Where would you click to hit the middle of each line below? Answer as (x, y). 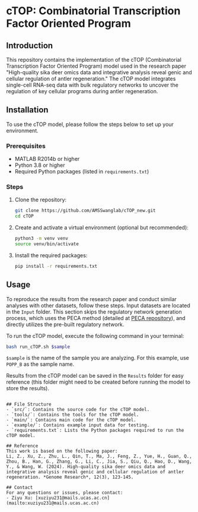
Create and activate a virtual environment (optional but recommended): (101, 227)
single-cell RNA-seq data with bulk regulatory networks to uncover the (92, 85)
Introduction (30, 45)
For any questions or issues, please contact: (65, 493)
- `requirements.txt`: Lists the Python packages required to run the (95, 431)
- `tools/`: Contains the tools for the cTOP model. (73, 415)
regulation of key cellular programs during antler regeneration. (82, 91)
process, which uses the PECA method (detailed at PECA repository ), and (96, 318)
